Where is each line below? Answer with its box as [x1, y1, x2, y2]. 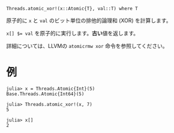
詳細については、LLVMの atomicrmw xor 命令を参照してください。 [6, 43, 168, 49]
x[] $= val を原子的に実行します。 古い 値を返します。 [6, 30, 139, 37]
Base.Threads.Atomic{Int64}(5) [6, 90, 85, 97]
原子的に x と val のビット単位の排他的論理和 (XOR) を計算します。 [6, 17, 172, 24]
